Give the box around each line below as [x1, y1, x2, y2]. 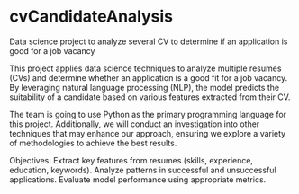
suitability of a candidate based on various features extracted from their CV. [9, 92, 291, 102]
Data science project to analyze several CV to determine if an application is [9, 36, 288, 47]
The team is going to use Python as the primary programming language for [9, 109, 286, 119]
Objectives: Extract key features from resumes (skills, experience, [9, 154, 254, 165]
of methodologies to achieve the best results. [9, 137, 177, 148]
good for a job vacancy [9, 45, 95, 56]
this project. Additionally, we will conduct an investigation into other [9, 119, 260, 129]
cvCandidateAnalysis [9, 6, 174, 27]
